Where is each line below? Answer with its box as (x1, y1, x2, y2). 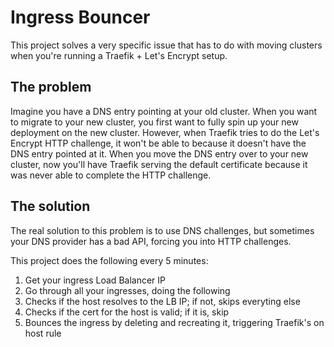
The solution (10, 198, 91, 215)
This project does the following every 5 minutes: (10, 254, 209, 266)
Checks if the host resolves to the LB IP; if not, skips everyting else (24, 295, 301, 307)
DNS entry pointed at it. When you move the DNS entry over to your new (10, 147, 309, 160)
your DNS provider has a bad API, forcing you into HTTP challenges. (10, 235, 292, 247)
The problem (10, 79, 92, 96)
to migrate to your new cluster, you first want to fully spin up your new (10, 116, 299, 128)
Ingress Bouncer (10, 6, 151, 29)
